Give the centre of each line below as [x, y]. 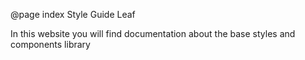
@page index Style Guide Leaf [73, 14]
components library [50, 44]
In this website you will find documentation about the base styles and [153, 33]
